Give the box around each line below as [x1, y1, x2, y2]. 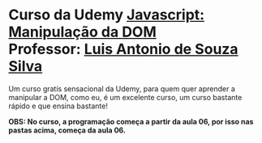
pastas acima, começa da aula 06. [8, 125, 126, 135]
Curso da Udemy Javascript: [8, 6, 205, 24]
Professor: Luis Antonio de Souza [8, 40, 238, 58]
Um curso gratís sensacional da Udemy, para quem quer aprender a [8, 83, 235, 94]
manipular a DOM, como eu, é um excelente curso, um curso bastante [8, 92, 243, 102]
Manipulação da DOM [8, 23, 157, 41]
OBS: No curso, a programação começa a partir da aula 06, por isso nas [8, 116, 254, 126]
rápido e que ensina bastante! [8, 101, 108, 111]
